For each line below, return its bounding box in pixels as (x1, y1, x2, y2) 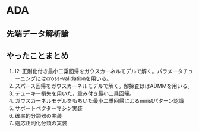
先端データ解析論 (6, 29, 69, 39)
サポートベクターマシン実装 (14, 105, 83, 112)
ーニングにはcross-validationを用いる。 (14, 75, 112, 82)
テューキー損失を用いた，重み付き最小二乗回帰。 (14, 90, 135, 97)
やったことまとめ (6, 51, 69, 61)
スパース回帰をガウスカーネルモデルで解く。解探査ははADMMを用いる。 (14, 83, 193, 90)
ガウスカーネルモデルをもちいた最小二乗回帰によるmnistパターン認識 (14, 98, 184, 105)
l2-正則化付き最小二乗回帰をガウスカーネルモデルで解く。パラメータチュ (14, 68, 194, 75)
